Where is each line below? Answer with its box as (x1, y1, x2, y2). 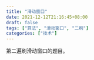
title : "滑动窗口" (6, 8, 48, 15)
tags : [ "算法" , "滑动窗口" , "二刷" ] (6, 25, 89, 31)
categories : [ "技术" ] (6, 31, 58, 36)
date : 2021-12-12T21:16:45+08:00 (6, 14, 88, 20)
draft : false (6, 19, 38, 25)
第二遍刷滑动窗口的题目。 (6, 48, 68, 55)
